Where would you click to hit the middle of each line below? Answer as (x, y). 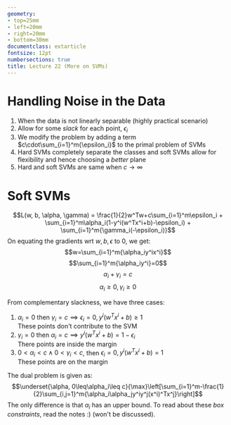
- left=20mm (25, 27)
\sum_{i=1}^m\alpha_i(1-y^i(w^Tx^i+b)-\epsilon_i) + (118, 223)
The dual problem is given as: (50, 376)
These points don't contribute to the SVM (77, 326)
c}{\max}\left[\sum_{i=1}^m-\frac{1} (173, 387)
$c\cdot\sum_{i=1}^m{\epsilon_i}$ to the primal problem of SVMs (111, 144)
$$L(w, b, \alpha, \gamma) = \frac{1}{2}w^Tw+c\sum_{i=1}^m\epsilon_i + (118, 215)
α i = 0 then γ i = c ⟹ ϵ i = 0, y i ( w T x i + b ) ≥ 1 (80, 317)
